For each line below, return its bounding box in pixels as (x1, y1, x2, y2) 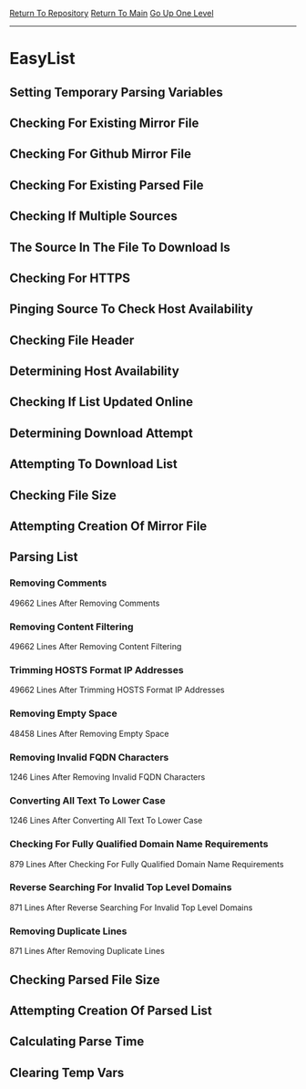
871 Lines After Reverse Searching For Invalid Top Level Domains (9, 902, 253, 913)
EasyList (9, 48, 76, 69)
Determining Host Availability (9, 364, 179, 379)
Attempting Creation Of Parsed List (9, 1002, 212, 1018)
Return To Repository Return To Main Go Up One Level (9, 8, 214, 18)
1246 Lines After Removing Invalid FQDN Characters (9, 771, 206, 783)
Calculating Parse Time (9, 1034, 145, 1050)
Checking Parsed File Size (9, 971, 160, 988)
